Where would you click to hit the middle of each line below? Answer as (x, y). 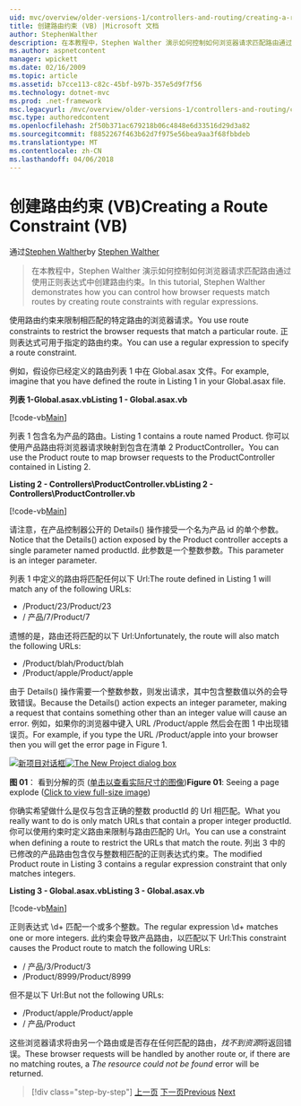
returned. (26, 1074)
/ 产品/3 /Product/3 (56, 967)
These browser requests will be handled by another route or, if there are (158, 1054)
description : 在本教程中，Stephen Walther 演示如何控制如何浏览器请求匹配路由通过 (151, 43)
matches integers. (43, 874)
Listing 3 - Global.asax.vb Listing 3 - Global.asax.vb (107, 891)
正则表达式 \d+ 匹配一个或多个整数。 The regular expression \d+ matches (144, 927)
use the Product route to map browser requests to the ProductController (142, 457)
